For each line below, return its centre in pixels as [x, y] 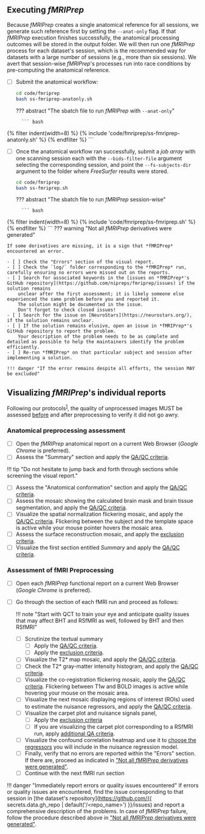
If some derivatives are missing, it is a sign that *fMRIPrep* [90, 246]
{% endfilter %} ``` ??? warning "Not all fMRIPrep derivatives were [89, 228]
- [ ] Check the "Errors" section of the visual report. [81, 262]
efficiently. [23, 347]
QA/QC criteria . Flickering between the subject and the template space [104, 521]
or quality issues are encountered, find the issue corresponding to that [95, 791]
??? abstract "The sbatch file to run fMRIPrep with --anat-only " [95, 110]
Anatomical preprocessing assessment [66, 430]
